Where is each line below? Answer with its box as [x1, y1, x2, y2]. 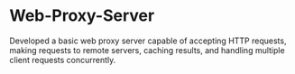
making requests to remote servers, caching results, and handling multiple [9, 44, 286, 55]
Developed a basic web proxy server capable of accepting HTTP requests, [9, 35, 287, 46]
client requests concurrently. [9, 54, 116, 65]
